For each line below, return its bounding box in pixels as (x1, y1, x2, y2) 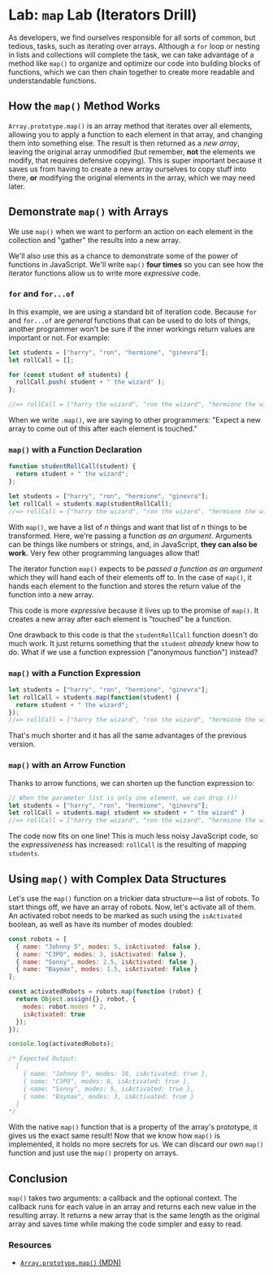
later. (8, 181, 26, 191)
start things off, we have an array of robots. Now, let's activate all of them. (8, 902, 256, 912)
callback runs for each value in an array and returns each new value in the (8, 1202, 257, 1212)
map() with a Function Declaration (8, 445, 142, 456)
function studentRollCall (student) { (8, 462, 136, 471)
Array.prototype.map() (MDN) (19, 1258, 122, 1268)
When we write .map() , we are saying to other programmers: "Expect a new (8, 415, 262, 425)
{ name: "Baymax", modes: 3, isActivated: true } (23, 1092, 195, 1100)
